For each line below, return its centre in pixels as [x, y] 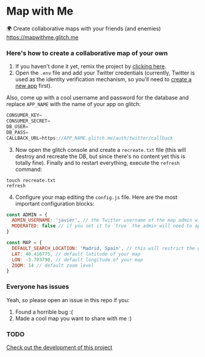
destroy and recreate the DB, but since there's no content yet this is [100, 156]
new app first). [34, 86]
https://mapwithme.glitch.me [42, 37]
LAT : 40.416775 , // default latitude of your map [76, 254]
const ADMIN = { [27, 215]
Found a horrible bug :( [44, 312]
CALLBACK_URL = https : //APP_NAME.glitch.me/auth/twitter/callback [90, 138]
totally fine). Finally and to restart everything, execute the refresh [97, 162]
